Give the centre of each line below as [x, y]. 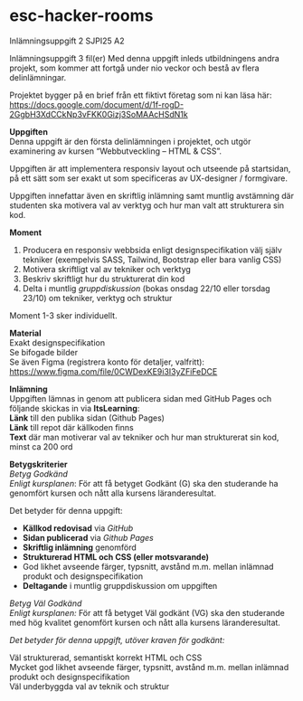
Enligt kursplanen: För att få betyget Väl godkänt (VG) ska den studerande [147, 612]
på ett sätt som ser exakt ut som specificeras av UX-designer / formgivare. [148, 178]
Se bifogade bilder [44, 352]
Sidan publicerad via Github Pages [88, 537]
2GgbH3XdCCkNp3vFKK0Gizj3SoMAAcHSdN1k [99, 114]
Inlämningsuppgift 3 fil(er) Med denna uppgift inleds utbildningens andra [145, 58]
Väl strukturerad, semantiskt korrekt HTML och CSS [106, 658]
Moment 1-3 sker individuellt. [63, 315]
